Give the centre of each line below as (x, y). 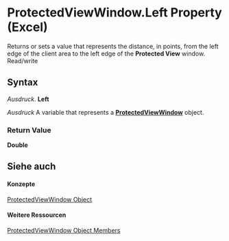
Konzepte (21, 184)
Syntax (23, 83)
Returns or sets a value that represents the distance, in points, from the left (113, 46)
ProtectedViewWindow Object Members (64, 230)
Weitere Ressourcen (37, 215)
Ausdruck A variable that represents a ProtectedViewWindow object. (106, 112)
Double (18, 145)
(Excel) (27, 27)
